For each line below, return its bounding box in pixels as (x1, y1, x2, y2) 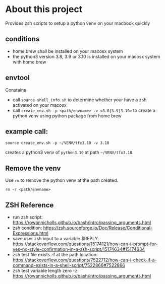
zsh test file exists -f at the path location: (12, 252, 98, 257)
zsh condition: (12, 225, 42, 231)
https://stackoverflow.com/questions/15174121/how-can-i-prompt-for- (12, 241, 158, 247)
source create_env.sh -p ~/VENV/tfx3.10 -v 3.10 (5, 140, 109, 146)
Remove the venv (5, 164, 61, 172)
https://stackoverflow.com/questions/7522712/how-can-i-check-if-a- (12, 257, 157, 263)
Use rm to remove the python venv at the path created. (5, 177, 119, 183)
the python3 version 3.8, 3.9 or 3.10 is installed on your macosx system (12, 53, 160, 59)
